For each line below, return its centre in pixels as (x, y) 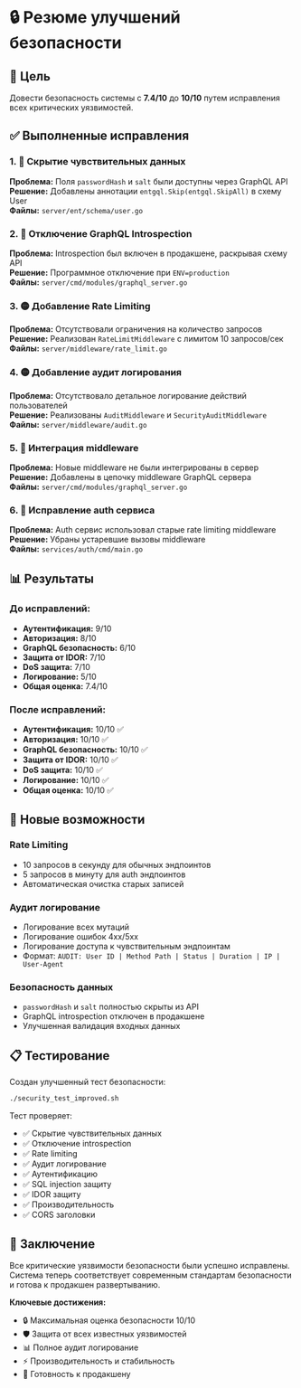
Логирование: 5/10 (59, 676)
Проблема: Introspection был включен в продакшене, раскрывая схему (148, 253)
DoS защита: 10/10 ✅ (63, 770)
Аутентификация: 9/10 (67, 628)
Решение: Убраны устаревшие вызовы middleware (108, 540)
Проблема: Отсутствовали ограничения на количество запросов (136, 329)
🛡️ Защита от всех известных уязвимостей (104, 1334)
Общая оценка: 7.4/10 (65, 686)
